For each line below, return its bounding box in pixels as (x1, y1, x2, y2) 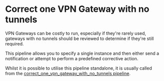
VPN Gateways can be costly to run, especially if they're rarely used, (5, 30, 146, 36)
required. (5, 40, 24, 46)
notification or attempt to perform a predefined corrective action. (5, 55, 139, 61)
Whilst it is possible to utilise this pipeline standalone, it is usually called (5, 65, 152, 71)
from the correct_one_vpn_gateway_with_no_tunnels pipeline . (5, 70, 131, 76)
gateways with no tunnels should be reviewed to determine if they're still (5, 36, 154, 41)
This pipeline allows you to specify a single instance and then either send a (5, 50, 160, 56)
